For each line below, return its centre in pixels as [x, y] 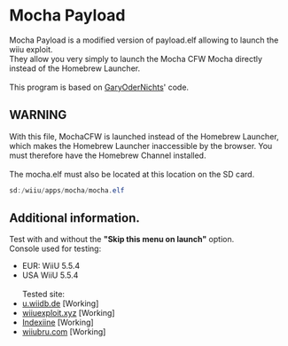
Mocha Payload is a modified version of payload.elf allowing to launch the [144, 40]
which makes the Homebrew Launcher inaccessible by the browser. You [141, 145]
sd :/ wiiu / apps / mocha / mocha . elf [67, 190]
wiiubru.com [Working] [64, 332]
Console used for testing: [55, 248]
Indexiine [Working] [58, 322]
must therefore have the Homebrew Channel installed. [108, 155]
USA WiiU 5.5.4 [50, 275]
